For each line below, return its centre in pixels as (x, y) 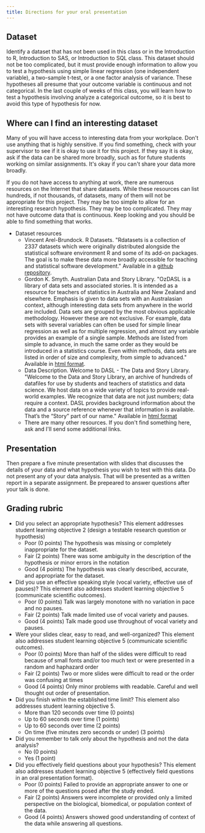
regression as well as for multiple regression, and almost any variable (111, 331)
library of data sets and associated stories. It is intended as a (101, 285)
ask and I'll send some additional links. (73, 429)
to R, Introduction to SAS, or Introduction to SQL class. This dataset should (100, 58)
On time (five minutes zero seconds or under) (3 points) (95, 732)
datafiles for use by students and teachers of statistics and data (105, 384)
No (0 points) (41, 751)
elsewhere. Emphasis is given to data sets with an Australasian (103, 299)
